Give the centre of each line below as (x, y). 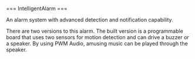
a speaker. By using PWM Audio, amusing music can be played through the (97, 44)
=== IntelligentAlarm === (37, 8)
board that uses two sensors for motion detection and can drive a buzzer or (97, 37)
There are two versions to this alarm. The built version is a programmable (95, 31)
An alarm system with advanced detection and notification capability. (90, 20)
